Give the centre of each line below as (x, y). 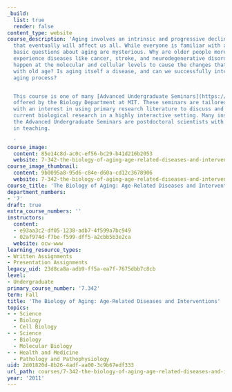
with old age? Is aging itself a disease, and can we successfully (113, 71)
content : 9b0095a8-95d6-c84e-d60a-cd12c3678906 (83, 173)
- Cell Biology (35, 327)
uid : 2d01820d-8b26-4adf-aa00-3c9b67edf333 (71, 365)
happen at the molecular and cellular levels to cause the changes (113, 65)
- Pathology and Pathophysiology (61, 359)
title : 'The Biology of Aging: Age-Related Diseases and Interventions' (114, 301)
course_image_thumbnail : (43, 166)
